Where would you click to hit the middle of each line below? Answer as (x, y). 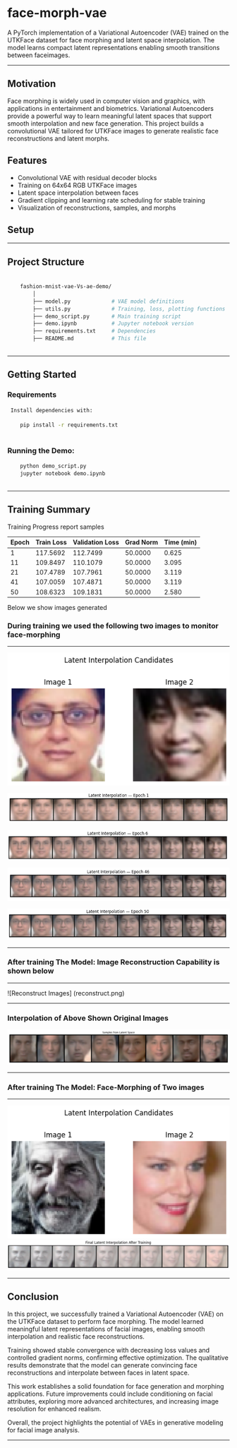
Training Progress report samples (56, 527)
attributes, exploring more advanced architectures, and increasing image (113, 1401)
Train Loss (51, 542)
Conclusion (33, 1297)
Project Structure (46, 262)
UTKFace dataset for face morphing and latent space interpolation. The (111, 40)
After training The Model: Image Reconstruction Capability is (114, 962)
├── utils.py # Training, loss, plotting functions (129, 309)
